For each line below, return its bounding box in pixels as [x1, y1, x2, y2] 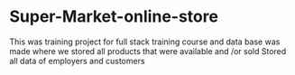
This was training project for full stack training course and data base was [9, 36, 281, 47]
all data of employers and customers [9, 55, 146, 66]
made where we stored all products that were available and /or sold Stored [9, 45, 287, 56]
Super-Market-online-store [9, 6, 219, 27]
